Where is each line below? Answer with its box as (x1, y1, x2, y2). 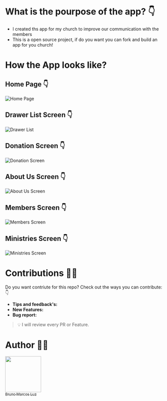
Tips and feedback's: (12, 301, 58, 307)
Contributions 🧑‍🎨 (5, 267, 78, 279)
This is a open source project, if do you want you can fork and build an (12, 36, 158, 42)
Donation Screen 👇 (5, 141, 65, 150)
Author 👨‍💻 (5, 339, 49, 351)
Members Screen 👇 (5, 203, 67, 212)
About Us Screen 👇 (5, 172, 66, 181)
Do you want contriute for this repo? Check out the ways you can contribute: (5, 284, 163, 290)
